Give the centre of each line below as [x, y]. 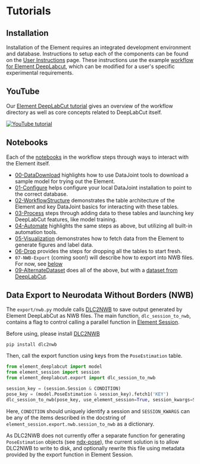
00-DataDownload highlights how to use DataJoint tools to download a [101, 175]
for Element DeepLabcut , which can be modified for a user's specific [90, 66]
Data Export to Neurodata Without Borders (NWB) [100, 295]
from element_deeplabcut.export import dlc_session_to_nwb [81, 378]
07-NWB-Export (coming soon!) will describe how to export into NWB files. [104, 257]
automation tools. [36, 232]
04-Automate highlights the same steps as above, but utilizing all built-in [104, 226]
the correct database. [41, 194]
